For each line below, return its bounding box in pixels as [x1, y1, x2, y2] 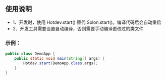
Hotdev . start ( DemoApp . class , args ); [23, 60, 98, 66]
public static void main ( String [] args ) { [14, 56, 105, 61]
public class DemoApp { [5, 51, 56, 57]
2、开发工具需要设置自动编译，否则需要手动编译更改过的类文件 [12, 25, 144, 31]
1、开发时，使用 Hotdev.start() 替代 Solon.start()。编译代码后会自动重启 [12, 19, 161, 25]
